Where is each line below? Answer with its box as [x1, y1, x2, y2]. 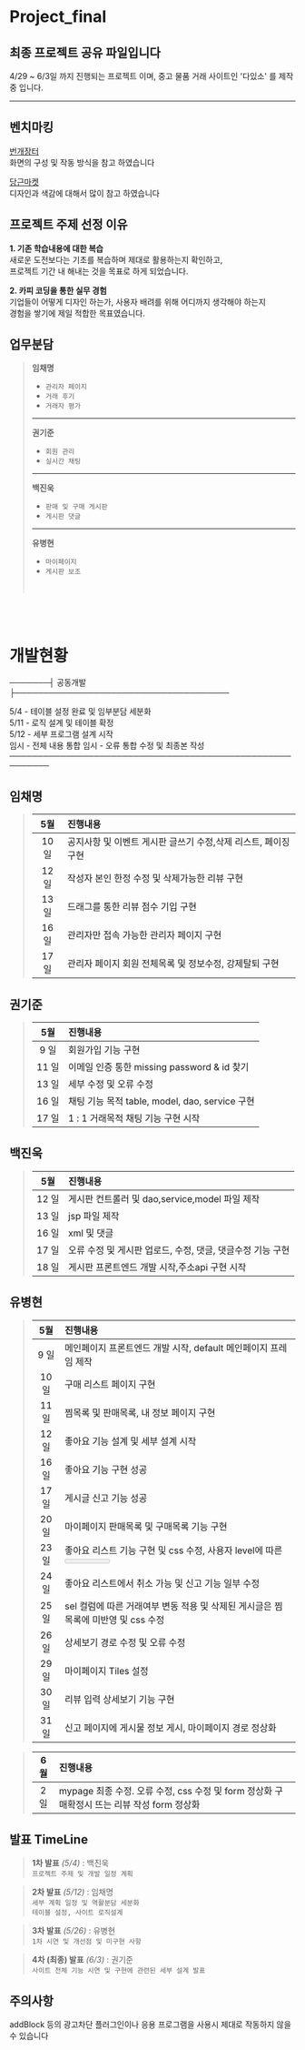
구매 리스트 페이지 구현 [64, 1378, 156, 1390]
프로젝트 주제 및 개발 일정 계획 [31, 1870, 133, 1879]
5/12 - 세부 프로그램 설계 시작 [9, 729, 113, 740]
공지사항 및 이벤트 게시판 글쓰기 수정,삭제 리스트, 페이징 [67, 835, 290, 848]
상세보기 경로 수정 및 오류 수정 [64, 1636, 186, 1649]
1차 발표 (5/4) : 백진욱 [31, 1858, 109, 1869]
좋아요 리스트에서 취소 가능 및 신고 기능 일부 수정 [64, 1577, 261, 1590]
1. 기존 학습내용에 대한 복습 [9, 243, 104, 254]
